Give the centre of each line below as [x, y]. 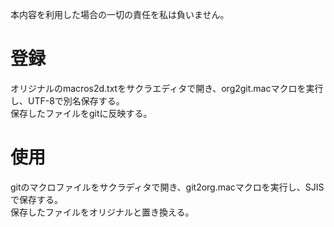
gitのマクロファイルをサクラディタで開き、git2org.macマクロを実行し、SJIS [167, 187]
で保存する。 [36, 199]
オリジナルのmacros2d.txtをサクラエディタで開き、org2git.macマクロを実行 [167, 88]
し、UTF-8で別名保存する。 [67, 100]
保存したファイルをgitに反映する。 [81, 113]
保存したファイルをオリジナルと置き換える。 [102, 212]
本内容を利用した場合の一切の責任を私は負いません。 [120, 14]
